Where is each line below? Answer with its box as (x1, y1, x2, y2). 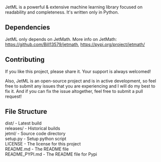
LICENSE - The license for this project (5, 141, 81, 147)
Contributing (5, 55, 45, 64)
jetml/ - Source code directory (5, 131, 66, 137)
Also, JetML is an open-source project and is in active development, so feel (5, 78, 157, 84)
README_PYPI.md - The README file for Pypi (5, 151, 97, 157)
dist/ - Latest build (5, 120, 42, 126)
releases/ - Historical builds (5, 126, 60, 131)
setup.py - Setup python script (5, 136, 67, 142)
